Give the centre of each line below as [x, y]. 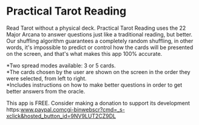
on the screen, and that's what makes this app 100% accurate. [84, 53]
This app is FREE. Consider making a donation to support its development [98, 103]
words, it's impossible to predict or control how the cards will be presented [100, 47]
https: [14, 109]
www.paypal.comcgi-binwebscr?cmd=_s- [73, 109]
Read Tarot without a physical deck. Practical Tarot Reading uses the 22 [96, 28]
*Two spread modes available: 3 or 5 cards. [61, 66]
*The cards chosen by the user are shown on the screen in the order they [98, 72]
